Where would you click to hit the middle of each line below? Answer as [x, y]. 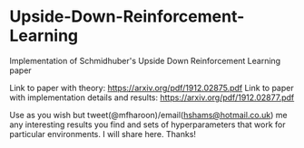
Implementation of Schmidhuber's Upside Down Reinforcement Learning [145, 60]
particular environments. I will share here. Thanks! [103, 134]
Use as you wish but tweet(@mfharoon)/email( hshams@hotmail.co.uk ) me [148, 115]
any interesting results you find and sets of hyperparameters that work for [147, 125]
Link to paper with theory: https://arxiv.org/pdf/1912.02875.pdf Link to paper [152, 88]
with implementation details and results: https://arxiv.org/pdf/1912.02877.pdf [152, 97]
